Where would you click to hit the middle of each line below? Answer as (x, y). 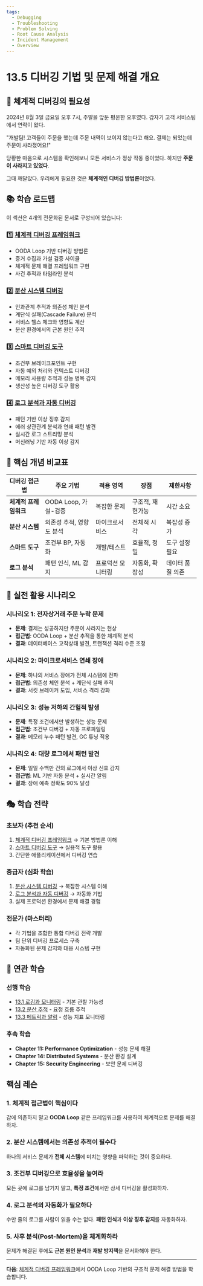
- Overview (25, 46)
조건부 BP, (59, 543)
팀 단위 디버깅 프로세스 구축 (47, 940)
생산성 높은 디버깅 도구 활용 (47, 386)
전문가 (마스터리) (29, 919)
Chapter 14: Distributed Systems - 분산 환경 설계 (76, 1056)
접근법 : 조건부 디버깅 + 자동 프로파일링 (60, 729)
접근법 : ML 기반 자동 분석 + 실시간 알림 (61, 776)
